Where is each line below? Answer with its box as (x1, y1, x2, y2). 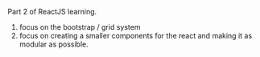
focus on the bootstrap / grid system (19, 22, 141, 31)
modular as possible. (19, 39, 89, 49)
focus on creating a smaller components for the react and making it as (19, 31, 253, 40)
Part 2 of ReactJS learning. (7, 7, 97, 16)
